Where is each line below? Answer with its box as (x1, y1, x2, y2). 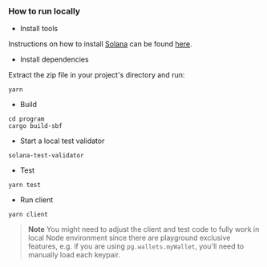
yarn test (8, 181, 42, 189)
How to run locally (8, 6, 81, 17)
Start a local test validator (19, 136, 105, 145)
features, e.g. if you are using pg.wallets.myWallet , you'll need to (27, 241, 245, 251)
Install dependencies (19, 54, 90, 65)
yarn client (8, 210, 48, 219)
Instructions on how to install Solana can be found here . (8, 39, 192, 49)
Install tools (19, 24, 59, 34)
